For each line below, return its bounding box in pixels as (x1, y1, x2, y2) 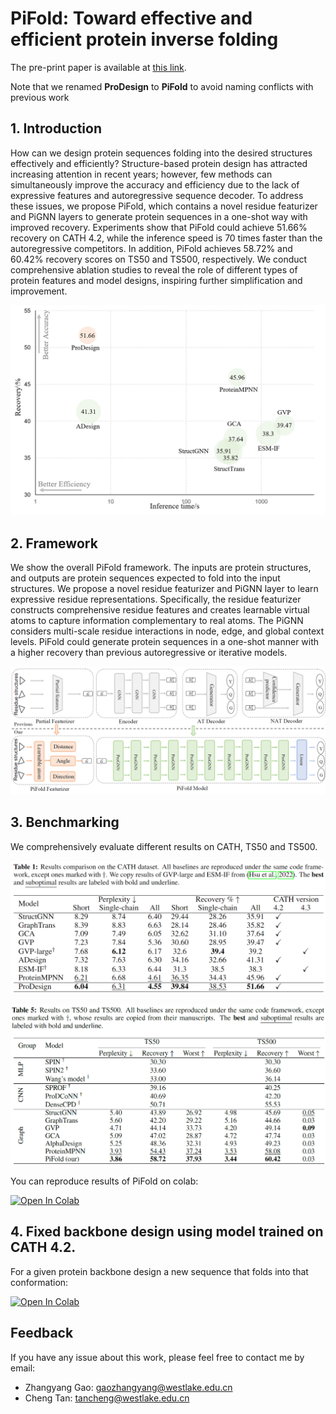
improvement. (10, 285, 68, 297)
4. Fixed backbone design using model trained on (10, 1223, 324, 1241)
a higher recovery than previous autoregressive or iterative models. (10, 647, 288, 659)
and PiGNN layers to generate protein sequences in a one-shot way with (10, 210, 308, 222)
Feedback (10, 1325, 74, 1342)
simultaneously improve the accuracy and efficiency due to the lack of (10, 178, 300, 191)
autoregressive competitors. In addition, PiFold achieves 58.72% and (10, 242, 293, 254)
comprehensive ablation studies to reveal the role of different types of (10, 263, 298, 276)
